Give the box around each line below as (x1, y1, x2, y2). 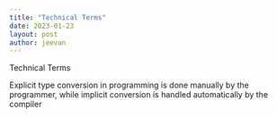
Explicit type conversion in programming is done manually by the (9, 80, 249, 90)
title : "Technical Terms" (9, 13, 106, 22)
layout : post (9, 29, 58, 38)
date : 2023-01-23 (9, 21, 75, 30)
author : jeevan (9, 38, 67, 47)
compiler (9, 99, 42, 110)
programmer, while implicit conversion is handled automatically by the (9, 89, 268, 100)
